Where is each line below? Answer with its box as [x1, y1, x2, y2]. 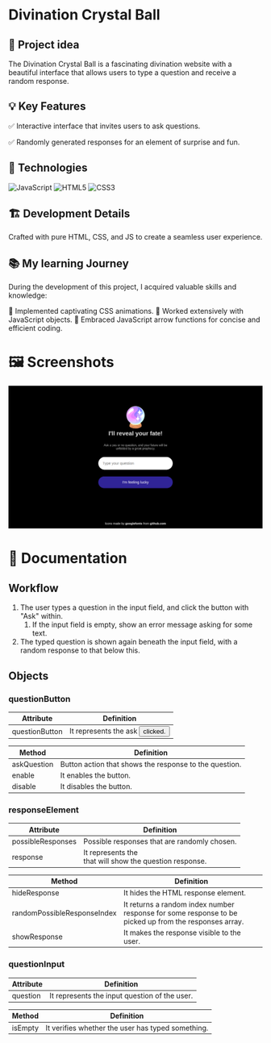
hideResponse [11, 888, 60, 898]
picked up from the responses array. [123, 916, 244, 926]
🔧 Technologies [8, 161, 88, 175]
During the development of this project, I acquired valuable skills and [8, 282, 236, 292]
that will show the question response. [83, 857, 207, 866]
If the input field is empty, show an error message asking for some [31, 620, 252, 630]
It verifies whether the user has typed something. [45, 1023, 209, 1033]
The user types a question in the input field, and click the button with [19, 603, 249, 612]
